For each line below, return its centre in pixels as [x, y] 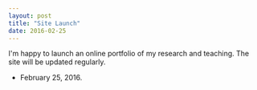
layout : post [30, 16]
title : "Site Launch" [45, 23]
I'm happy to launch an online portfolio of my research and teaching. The [129, 54]
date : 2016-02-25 [37, 31]
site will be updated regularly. [57, 62]
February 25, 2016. [51, 78]
